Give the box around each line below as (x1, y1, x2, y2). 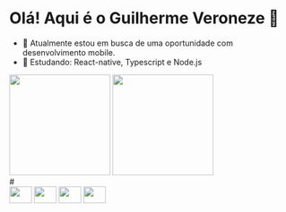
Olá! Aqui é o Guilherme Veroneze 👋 (9, 8, 280, 29)
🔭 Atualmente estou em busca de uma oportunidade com (22, 38, 233, 48)
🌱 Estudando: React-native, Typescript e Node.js (22, 56, 203, 67)
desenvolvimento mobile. (22, 47, 116, 57)
